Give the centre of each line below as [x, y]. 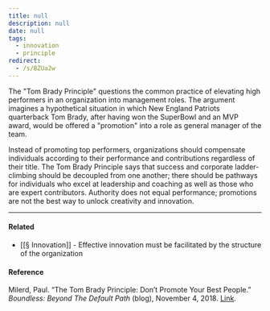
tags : [17, 38]
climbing [22, 175]
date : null [27, 31]
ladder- [247, 167]
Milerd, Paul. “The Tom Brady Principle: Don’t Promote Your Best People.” [130, 290]
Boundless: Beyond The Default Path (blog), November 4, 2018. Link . [123, 298]
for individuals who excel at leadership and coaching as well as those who [131, 184]
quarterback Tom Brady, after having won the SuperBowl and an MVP [123, 117]
